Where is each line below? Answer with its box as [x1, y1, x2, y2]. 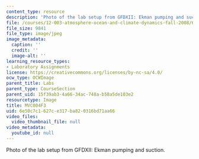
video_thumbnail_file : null [11, 119, 81, 125]
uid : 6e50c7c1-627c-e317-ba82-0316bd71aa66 [6, 108, 115, 114]
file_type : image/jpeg [6, 31, 62, 37]
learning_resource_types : [6, 58, 70, 64]
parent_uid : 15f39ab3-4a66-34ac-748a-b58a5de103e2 [6, 91, 134, 97]
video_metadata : [6, 125, 46, 131]
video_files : [6, 113, 38, 119]
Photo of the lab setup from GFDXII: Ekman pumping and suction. [6, 146, 166, 153]
